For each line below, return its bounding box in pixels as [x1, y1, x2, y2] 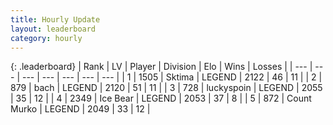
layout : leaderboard [10, 24, 97, 34]
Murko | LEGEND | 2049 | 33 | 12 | [10, 103, 151, 115]
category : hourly [10, 33, 83, 43]
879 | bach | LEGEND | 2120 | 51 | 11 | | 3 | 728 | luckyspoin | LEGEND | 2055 [10, 82, 323, 94]
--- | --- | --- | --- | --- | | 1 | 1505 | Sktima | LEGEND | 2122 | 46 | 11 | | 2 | [21, 71, 323, 83]
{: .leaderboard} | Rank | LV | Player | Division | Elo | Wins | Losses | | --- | [10, 61, 313, 73]
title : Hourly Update [10, 14, 101, 25]
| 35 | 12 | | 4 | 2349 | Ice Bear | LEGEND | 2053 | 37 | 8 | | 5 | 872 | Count [10, 92, 312, 105]
